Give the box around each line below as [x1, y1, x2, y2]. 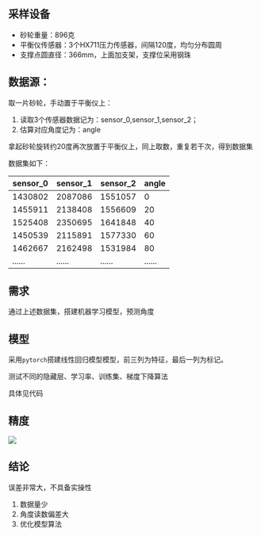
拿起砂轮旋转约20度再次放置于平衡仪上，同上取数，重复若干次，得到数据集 [8, 141, 254, 151]
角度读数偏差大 [19, 509, 69, 519]
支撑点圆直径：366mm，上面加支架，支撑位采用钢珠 [19, 50, 192, 59]
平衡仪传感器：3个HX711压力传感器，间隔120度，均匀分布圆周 [19, 40, 222, 49]
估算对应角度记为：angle [19, 124, 102, 134]
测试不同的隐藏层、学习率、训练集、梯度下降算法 [8, 372, 168, 381]
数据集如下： [8, 158, 50, 168]
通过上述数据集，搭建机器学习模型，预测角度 [8, 307, 155, 316]
